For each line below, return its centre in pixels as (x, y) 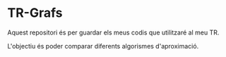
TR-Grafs (35, 13)
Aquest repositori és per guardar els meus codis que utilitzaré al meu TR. (113, 32)
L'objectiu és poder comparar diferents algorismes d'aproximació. (103, 46)
